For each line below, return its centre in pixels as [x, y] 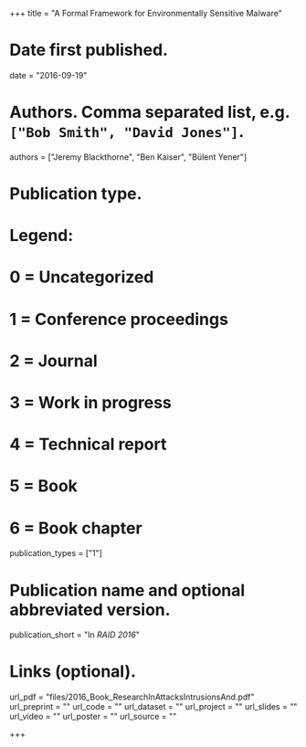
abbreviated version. [90, 610]
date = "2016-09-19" [48, 75]
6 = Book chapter [76, 528]
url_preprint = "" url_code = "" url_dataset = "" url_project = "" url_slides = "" [153, 707]
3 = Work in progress [90, 403]
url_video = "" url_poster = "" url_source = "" [93, 717]
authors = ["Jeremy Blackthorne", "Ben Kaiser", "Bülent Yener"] [128, 157]
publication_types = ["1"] [56, 553]
